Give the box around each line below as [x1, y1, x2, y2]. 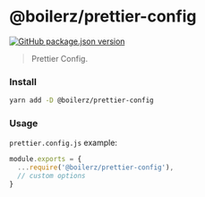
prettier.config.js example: [9, 137, 118, 149]
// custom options [17, 172, 87, 181]
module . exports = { [9, 155, 82, 164]
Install [9, 75, 38, 88]
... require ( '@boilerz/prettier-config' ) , [17, 163, 175, 172]
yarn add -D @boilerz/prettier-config [9, 96, 154, 105]
